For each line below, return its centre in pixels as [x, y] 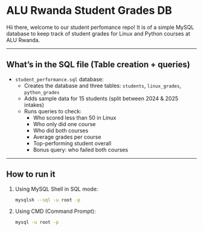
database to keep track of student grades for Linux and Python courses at [98, 33]
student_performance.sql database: [59, 79]
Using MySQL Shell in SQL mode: [56, 189]
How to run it [31, 175]
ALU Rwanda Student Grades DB [89, 11]
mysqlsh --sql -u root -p [47, 200]
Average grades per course [67, 137]
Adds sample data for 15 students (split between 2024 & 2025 [101, 98]
